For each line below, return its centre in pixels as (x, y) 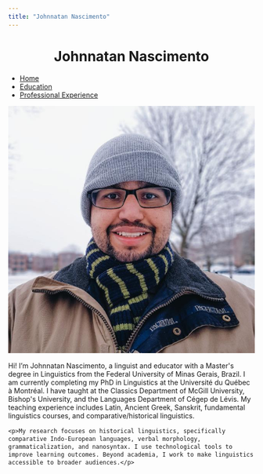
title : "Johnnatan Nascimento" (59, 16)
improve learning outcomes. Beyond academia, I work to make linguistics (131, 454)
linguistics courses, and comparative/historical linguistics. (101, 415)
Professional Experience (59, 95)
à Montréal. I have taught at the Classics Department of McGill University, (126, 390)
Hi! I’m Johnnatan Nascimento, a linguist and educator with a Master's (121, 366)
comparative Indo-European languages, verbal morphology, (104, 439)
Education (36, 86)
